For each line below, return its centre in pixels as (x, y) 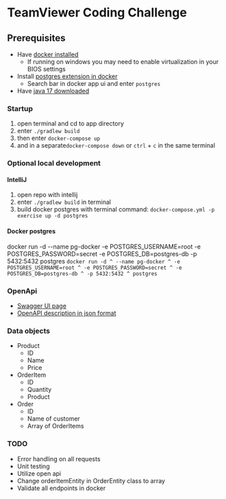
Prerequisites (36, 38)
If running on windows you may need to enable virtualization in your (123, 62)
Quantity (39, 390)
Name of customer (54, 419)
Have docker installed (48, 54)
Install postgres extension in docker (67, 76)
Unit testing (33, 466)
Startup (20, 108)
